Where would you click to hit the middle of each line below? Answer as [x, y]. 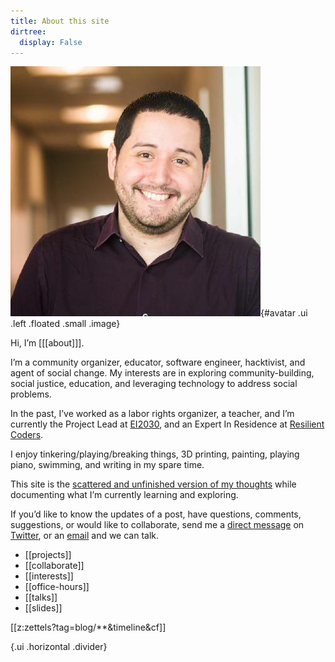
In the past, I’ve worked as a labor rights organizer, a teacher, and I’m [152, 414]
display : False [51, 42]
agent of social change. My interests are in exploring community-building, [162, 373]
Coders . [27, 435]
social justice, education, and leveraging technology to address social [154, 384]
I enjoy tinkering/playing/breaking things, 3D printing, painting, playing [155, 454]
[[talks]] [41, 597]
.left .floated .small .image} [65, 324]
